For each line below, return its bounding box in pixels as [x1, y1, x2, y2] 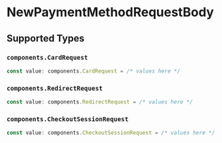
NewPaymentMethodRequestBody [6, 4, 214, 20]
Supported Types [6, 32, 85, 44]
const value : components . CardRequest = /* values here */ [6, 68, 180, 75]
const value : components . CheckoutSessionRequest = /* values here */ [6, 130, 216, 137]
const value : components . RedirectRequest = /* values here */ [6, 99, 193, 106]
